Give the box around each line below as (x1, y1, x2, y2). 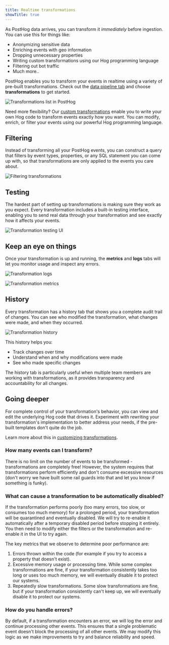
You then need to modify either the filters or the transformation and (5, 525, 145, 532)
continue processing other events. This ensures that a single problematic (5, 623, 157, 629)
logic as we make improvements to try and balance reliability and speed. (5, 634, 155, 640)
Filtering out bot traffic (12, 63, 60, 69)
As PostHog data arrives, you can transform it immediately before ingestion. (5, 26, 163, 32)
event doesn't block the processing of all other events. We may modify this (5, 629, 161, 635)
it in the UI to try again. (20, 531, 68, 537)
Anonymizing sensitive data (12, 41, 70, 47)
